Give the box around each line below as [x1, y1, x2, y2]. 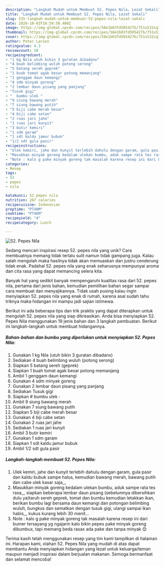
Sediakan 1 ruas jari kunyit [12, 424, 65, 430]
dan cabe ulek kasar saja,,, [12, 479, 67, 485]
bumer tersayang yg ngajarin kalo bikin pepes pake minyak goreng [12, 521, 146, 526]
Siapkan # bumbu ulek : [12, 394, 60, 399]
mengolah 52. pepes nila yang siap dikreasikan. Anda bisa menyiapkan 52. [5, 313, 155, 319]
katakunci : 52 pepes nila [5, 193, 58, 198]
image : [5, 25, 19, 30]
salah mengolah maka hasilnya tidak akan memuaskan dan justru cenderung [5, 257, 159, 264]
